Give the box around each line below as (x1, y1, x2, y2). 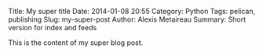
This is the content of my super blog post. (8, 38, 144, 47)
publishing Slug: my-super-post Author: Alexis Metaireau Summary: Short (8, 15, 247, 24)
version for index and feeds (8, 23, 97, 32)
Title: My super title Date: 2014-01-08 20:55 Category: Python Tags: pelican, (8, 7, 256, 15)
